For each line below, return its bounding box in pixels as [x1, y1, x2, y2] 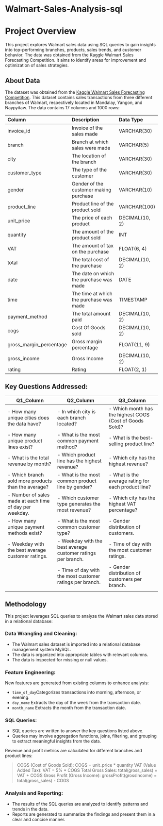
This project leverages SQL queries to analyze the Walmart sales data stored [5, 613, 158, 619]
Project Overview [5, 26, 77, 37]
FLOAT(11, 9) [118, 341, 150, 348]
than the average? [7, 483, 49, 490]
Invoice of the [71, 124, 103, 131]
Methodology [5, 600, 47, 608]
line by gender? [57, 483, 93, 490]
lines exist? [7, 443, 33, 450]
